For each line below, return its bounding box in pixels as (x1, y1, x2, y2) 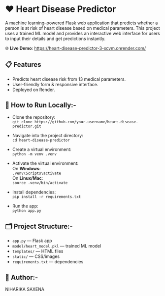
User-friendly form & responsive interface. (12, 81, 99, 87)
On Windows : (12, 165, 41, 171)
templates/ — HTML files (12, 248, 64, 254)
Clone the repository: (12, 114, 56, 120)
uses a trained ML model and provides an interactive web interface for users (5, 30, 160, 36)
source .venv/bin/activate (12, 180, 68, 185)
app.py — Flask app (12, 238, 53, 244)
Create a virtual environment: (12, 146, 71, 152)
